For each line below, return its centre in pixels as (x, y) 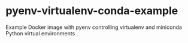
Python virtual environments (40, 33)
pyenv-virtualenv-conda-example (92, 11)
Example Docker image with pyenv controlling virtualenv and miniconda (94, 27)
